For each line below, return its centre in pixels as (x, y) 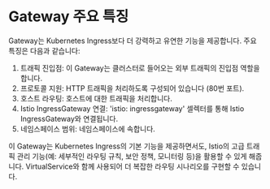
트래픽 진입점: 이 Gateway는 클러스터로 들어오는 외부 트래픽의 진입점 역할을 (140, 68)
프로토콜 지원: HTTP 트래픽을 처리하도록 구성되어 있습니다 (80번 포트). (132, 88)
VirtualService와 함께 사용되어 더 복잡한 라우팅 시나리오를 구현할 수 (133, 166)
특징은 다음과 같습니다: (44, 50)
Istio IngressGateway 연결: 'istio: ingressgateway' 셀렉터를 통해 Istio (132, 108)
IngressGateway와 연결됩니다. (69, 118)
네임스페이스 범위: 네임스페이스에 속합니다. (88, 129)
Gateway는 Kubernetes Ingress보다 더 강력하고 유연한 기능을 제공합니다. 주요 (133, 41)
